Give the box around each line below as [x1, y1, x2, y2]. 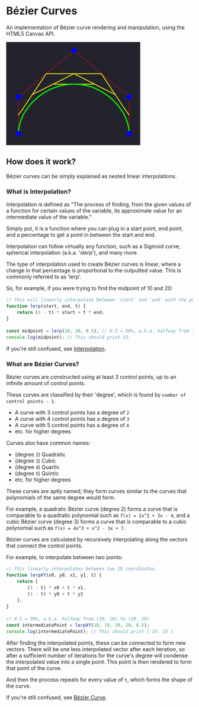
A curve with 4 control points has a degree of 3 [14, 416, 130, 423]
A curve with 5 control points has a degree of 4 [14, 421, 129, 429]
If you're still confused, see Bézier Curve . [6, 694, 107, 701]
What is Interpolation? [6, 187, 72, 195]
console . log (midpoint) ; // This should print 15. [6, 334, 131, 341]
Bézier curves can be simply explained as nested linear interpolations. [6, 172, 177, 179]
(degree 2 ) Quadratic [14, 451, 66, 458]
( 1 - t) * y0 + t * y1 [27, 591, 84, 597]
